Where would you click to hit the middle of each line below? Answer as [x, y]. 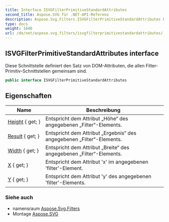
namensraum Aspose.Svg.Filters [46, 208]
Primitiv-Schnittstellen [28, 71]
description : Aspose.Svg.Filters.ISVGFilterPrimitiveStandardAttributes [83, 19]
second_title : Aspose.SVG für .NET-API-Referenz [57, 15]
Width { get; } [23, 150]
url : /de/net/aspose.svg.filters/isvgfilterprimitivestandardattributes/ [84, 33]
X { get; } [18, 165]
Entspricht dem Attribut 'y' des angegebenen [98, 176]
